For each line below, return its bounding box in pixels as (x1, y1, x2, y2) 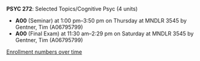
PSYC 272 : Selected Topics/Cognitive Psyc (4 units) (6, 5, 138, 12)
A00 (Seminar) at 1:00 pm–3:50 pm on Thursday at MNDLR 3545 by (15, 17, 187, 24)
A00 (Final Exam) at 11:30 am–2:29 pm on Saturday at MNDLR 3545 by (15, 30, 194, 37)
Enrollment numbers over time (6, 48, 83, 56)
